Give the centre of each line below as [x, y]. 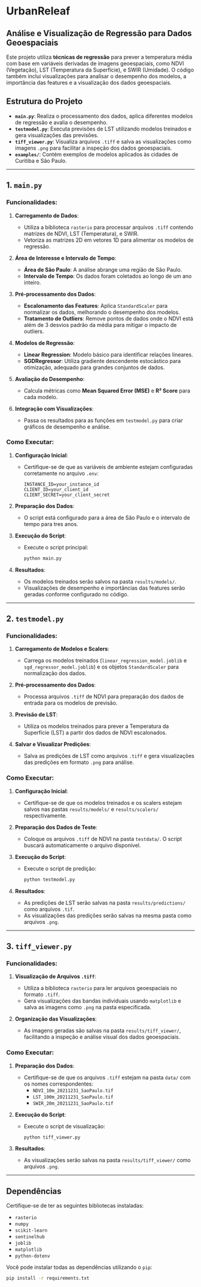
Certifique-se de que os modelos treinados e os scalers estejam [103, 802]
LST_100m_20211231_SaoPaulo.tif [73, 1097]
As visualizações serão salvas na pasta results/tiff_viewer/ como [107, 1160]
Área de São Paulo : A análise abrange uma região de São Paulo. [103, 269]
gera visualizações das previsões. [57, 135]
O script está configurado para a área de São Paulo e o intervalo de [107, 518]
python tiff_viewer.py [52, 1137]
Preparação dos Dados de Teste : [56, 827]
